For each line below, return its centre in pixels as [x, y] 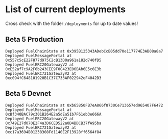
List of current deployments [66, 9]
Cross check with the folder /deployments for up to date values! [72, 23]
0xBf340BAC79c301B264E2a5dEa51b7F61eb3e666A [53, 114]
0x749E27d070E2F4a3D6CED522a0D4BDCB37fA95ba [53, 123]
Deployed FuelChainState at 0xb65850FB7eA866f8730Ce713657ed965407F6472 [84, 105]
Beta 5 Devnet [28, 93]
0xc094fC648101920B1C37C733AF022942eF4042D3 [53, 78]
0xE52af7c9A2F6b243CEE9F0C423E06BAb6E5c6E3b [53, 69]
